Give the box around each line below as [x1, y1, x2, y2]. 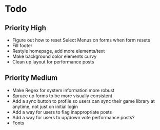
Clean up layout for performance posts [12, 59, 94, 64]
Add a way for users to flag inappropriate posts [12, 109, 112, 115]
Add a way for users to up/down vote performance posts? [12, 114, 135, 120]
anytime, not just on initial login [12, 103, 78, 110]
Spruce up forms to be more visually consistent [12, 93, 113, 99]
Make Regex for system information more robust [12, 87, 115, 93]
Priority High [5, 24, 47, 32]
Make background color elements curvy [12, 53, 97, 59]
